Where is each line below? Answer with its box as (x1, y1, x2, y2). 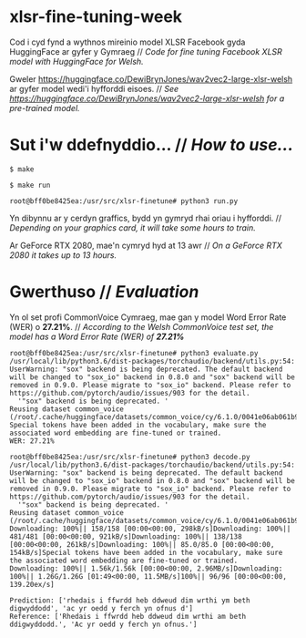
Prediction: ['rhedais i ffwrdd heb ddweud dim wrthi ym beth (9, 595, 250, 605)
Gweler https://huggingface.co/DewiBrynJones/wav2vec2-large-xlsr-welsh (9, 73, 293, 84)
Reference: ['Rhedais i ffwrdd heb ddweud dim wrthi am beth (9, 612, 247, 621)
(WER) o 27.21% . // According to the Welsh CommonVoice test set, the (9, 321, 274, 332)
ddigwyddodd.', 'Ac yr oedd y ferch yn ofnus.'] (9, 620, 198, 629)
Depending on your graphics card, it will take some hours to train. (9, 221, 257, 233)
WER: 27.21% (9, 436, 55, 446)
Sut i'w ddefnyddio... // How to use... (9, 135, 294, 156)
